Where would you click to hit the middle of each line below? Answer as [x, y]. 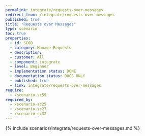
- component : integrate [35, 62]
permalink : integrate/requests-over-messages [54, 10]
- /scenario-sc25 [28, 105]
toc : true [16, 33]
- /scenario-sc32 [28, 114]
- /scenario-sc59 [28, 95]
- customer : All [27, 57]
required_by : [19, 99]
